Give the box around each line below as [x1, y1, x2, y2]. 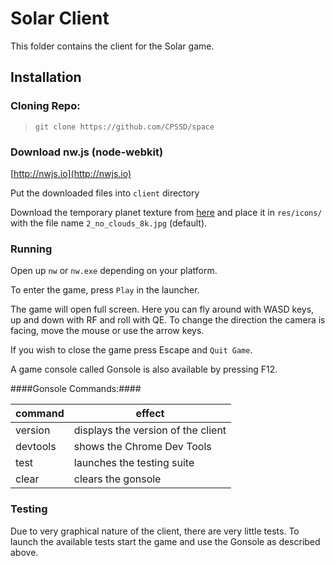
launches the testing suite [73, 456, 195, 470]
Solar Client [10, 7, 110, 30]
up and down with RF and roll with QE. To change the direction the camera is [10, 314, 326, 326]
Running [10, 242, 53, 256]
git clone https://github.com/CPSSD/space [34, 122, 215, 132]
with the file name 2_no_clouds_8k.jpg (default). [10, 217, 208, 229]
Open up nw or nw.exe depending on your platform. [10, 265, 218, 277]
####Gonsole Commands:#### [10, 383, 142, 395]
